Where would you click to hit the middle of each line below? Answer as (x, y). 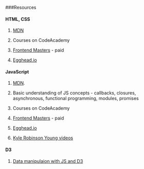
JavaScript (17, 71)
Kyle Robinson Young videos (43, 138)
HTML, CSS (18, 19)
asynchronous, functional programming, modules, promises (76, 99)
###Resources (21, 7)
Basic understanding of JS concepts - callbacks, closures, (74, 93)
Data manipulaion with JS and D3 (48, 161)
